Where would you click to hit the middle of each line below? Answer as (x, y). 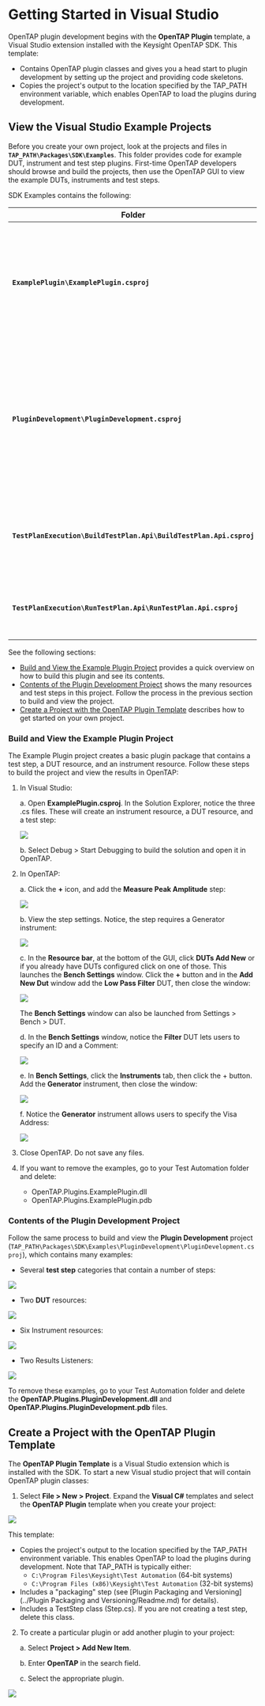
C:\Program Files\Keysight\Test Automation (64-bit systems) (132, 1575)
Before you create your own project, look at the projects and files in (118, 146)
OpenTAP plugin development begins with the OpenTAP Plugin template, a (129, 36)
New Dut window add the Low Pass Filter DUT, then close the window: (135, 984)
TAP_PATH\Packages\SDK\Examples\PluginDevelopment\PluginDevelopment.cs (132, 1247)
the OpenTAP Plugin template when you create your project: (118, 1504)
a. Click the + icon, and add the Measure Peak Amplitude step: (123, 889)
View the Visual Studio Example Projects (110, 127)
